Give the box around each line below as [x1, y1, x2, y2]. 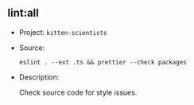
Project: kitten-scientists [18, 27, 107, 37]
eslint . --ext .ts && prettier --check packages [18, 58, 188, 66]
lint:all [7, 6, 39, 20]
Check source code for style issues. [18, 87, 138, 97]
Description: [18, 72, 60, 82]
